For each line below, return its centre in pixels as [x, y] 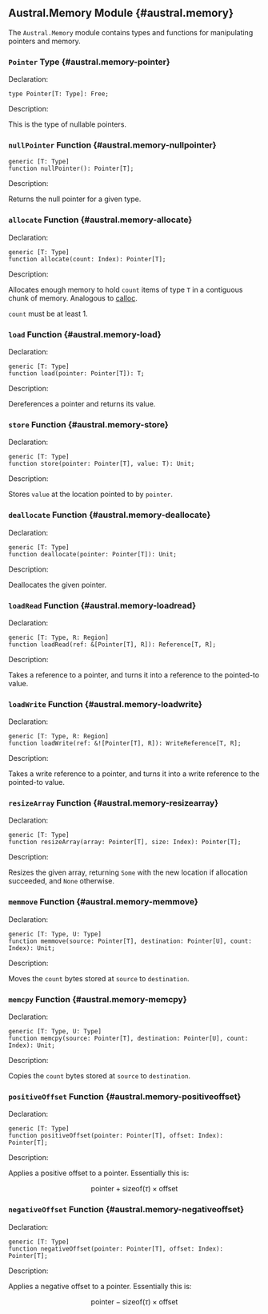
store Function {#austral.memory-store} [89, 424]
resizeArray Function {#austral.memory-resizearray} [113, 803]
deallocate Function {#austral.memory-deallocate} [110, 515]
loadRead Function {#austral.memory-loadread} [102, 605]
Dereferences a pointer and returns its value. [82, 404]
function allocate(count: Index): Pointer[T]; [87, 259]
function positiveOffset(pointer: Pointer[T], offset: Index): [116, 1136]
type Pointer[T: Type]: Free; [59, 94]
